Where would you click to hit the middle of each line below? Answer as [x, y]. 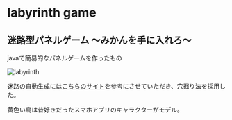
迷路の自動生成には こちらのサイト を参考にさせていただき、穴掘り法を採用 [114, 86]
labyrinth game [52, 13]
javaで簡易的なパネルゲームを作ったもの [65, 58]
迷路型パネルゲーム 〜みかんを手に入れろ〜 [100, 40]
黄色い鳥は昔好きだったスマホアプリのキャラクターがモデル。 [96, 110]
